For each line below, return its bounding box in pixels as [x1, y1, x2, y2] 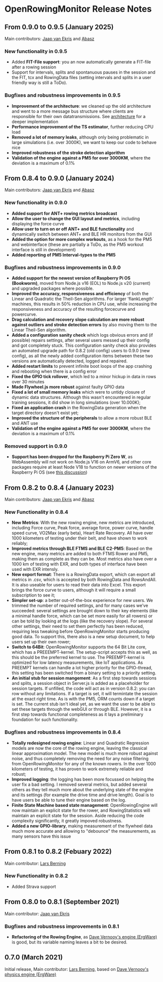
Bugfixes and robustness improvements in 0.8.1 [4, 923, 120, 930]
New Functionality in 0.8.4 [4, 509, 69, 516]
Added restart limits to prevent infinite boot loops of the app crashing [11, 363, 152, 369]
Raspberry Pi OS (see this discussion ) [11, 469, 88, 475]
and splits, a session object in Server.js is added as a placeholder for [11, 681, 149, 686]
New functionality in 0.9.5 [4, 48, 68, 55]
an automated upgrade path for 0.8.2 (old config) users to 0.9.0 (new [11, 348, 150, 353]
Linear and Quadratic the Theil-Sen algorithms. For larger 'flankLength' [11, 296, 154, 301]
